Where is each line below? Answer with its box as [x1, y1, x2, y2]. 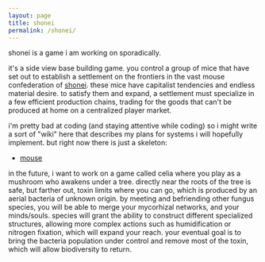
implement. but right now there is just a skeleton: [8, 138, 168, 148]
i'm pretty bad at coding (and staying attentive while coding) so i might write [8, 121, 258, 131]
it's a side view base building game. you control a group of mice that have [8, 64, 250, 73]
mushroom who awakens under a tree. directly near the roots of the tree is [8, 177, 252, 187]
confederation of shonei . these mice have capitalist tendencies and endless [8, 80, 255, 90]
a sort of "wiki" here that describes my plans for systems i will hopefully [8, 129, 244, 139]
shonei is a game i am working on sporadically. [8, 48, 161, 58]
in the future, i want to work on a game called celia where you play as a [8, 168, 241, 179]
